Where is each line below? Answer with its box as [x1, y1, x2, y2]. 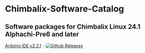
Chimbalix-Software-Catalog [5, 3, 125, 14]
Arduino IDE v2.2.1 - [5, 43, 45, 49]
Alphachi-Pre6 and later [5, 30, 79, 38]
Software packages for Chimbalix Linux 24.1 [5, 23, 141, 31]
